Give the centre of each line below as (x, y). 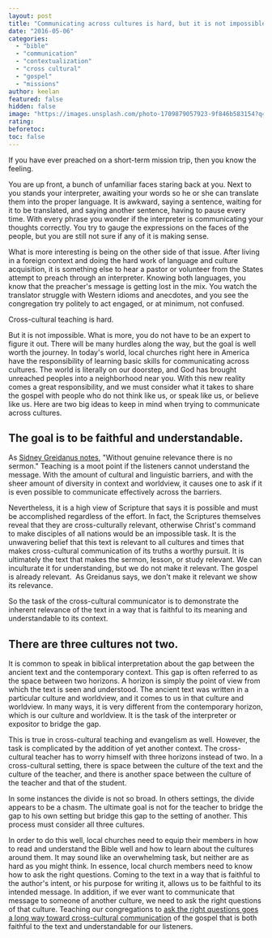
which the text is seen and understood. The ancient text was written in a (129, 689)
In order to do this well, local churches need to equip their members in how (134, 841)
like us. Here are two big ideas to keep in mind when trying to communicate (134, 404)
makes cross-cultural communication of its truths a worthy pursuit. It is (126, 551)
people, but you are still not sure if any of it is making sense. (108, 236)
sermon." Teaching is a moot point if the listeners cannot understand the (129, 466)
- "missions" (38, 84)
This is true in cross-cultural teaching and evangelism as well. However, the (134, 740)
